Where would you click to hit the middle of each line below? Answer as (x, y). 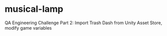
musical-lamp (34, 9)
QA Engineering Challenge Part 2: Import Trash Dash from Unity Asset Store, (83, 23)
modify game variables (28, 28)
